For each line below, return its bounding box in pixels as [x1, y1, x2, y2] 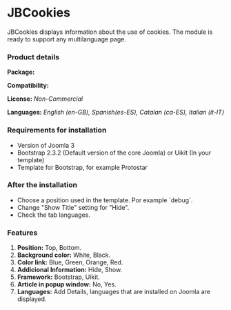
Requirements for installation [7, 126, 107, 135]
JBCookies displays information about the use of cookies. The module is [7, 28, 213, 36]
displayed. [17, 295, 47, 303]
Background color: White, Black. [17, 251, 111, 260]
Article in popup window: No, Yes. [17, 280, 117, 289]
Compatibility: [7, 81, 50, 90]
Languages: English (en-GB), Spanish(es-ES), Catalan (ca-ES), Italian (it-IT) [7, 108, 225, 117]
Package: [7, 68, 35, 77]
